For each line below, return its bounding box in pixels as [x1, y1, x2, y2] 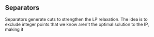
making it [5, 26, 23, 32]
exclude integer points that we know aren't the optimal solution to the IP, [5, 21, 149, 27]
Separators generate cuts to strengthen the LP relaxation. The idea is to [5, 16, 148, 22]
